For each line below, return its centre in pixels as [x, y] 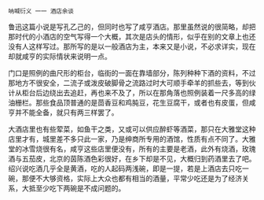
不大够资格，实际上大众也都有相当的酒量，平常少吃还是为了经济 [138, 178]
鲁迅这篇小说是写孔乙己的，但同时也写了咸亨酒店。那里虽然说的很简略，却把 [132, 27]
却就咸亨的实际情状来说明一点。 [60, 56]
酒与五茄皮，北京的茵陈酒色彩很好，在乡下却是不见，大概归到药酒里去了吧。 [132, 159]
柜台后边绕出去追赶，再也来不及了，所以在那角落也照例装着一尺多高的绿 [139, 93]
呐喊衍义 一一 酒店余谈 [41, 11]
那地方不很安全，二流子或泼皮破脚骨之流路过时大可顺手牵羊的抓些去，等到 [128, 83]
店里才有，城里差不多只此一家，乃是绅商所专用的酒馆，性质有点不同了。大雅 [132, 139]
